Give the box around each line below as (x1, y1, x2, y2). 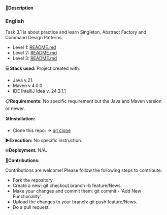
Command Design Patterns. (5, 35, 63, 41)
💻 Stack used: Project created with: (5, 65, 80, 71)
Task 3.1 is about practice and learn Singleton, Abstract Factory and (5, 29, 147, 35)
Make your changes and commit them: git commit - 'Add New (12, 188, 141, 194)
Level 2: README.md (12, 50, 57, 56)
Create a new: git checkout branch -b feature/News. (12, 182, 122, 189)
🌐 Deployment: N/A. (5, 147, 47, 153)
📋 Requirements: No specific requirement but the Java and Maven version (5, 98, 162, 104)
